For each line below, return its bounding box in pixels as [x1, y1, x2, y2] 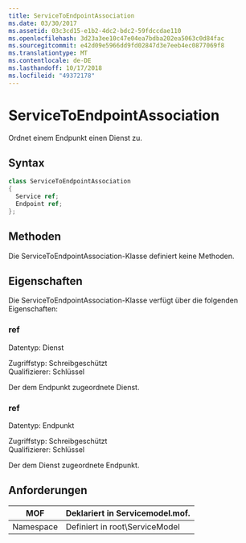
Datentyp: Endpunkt [8, 420, 75, 430]
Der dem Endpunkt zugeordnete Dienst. [8, 382, 140, 392]
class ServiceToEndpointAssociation [8, 178, 131, 186]
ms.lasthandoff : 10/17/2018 [8, 64, 103, 72]
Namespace [12, 520, 59, 532]
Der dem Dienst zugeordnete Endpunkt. [8, 460, 140, 470]
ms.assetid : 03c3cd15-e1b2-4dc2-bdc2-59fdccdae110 [8, 27, 182, 35]
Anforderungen [8, 483, 88, 497]
